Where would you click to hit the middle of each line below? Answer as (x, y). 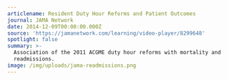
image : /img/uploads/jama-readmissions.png (72, 65)
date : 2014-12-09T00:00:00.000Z (54, 26)
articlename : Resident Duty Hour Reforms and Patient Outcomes (102, 14)
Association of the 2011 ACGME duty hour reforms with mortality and (117, 53)
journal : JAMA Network (40, 20)
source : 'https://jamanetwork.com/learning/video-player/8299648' (106, 33)
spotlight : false (33, 40)
